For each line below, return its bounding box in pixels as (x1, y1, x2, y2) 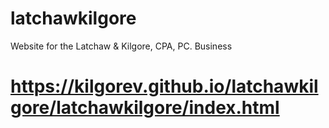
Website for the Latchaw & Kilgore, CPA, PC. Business (10, 40, 233, 52)
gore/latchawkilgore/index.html (10, 97, 280, 119)
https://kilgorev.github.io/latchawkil (10, 75, 319, 98)
